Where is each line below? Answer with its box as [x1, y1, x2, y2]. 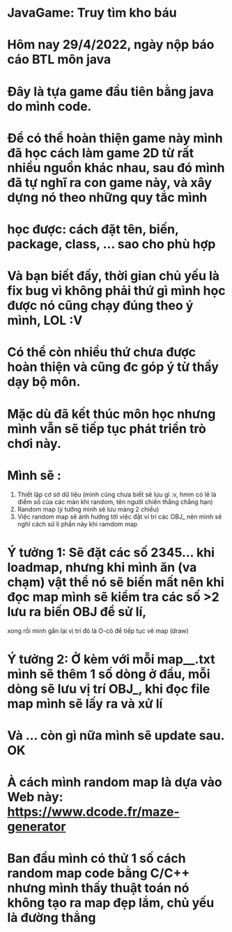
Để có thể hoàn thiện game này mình [7, 130, 223, 146]
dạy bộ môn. [7, 374, 81, 390]
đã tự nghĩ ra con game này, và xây [7, 174, 212, 190]
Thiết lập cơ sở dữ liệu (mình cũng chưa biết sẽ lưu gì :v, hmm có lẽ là [17, 490, 217, 499]
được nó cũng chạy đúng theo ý [7, 298, 194, 314]
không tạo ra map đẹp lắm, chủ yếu [7, 895, 215, 911]
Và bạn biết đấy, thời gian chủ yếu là [7, 268, 220, 284]
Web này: [7, 789, 64, 804]
